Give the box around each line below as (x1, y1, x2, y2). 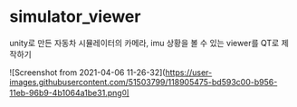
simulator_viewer (9, 6, 141, 27)
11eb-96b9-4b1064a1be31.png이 (9, 87, 129, 98)
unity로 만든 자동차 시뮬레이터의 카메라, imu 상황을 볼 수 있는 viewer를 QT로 (9, 37, 280, 48)
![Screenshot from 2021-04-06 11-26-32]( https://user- (9, 66, 213, 78)
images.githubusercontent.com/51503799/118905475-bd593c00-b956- (9, 76, 278, 87)
